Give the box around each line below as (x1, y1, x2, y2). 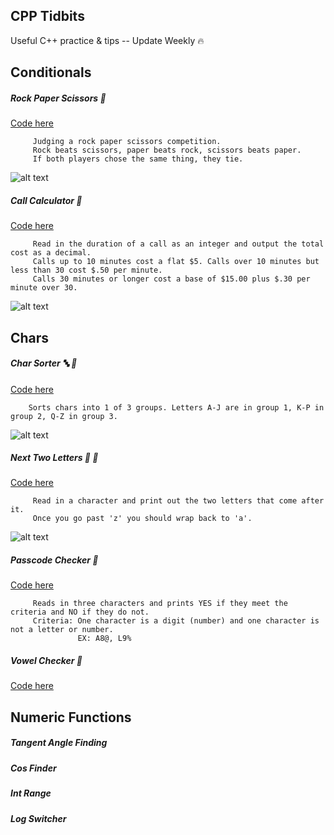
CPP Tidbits (10, 8, 85, 25)
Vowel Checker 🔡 (10, 655, 83, 667)
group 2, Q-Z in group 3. (10, 411, 118, 421)
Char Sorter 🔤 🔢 (10, 357, 78, 369)
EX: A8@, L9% (77, 634, 132, 644)
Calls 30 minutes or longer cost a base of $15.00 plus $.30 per (32, 274, 311, 284)
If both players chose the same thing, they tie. (32, 154, 244, 164)
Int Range (10, 787, 52, 799)
